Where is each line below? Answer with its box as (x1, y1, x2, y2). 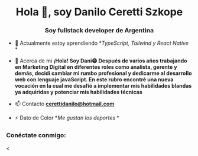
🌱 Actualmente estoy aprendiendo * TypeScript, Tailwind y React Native (14, 39, 189, 47)
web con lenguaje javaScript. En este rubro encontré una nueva (14, 76, 174, 83)
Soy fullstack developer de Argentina (44, 26, 154, 35)
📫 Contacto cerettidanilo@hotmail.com (14, 100, 115, 108)
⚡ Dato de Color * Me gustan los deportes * (14, 114, 120, 121)
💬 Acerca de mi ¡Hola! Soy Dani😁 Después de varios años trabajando (14, 57, 187, 64)
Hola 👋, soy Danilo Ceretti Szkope (15, 5, 183, 19)
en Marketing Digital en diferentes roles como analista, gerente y (14, 64, 177, 71)
